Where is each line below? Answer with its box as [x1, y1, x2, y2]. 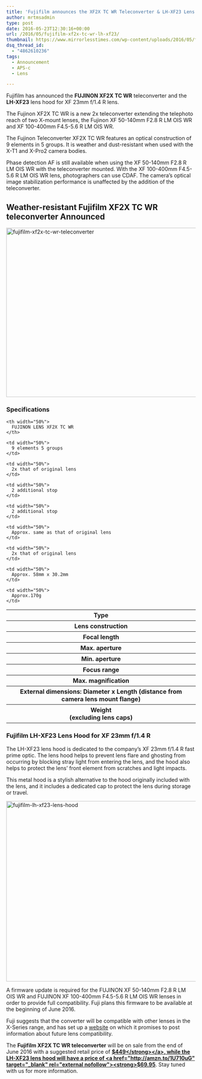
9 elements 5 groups [11, 445, 63, 451]
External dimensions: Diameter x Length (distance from [20, 687, 182, 696]
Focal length [82, 633, 120, 642]
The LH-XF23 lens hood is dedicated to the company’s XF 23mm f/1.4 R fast [6, 745, 195, 752]
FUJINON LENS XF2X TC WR [11, 424, 74, 430]
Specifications [6, 405, 50, 413]
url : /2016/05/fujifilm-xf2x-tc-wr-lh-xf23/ [6, 31, 120, 37]
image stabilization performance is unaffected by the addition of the [6, 178, 174, 185]
